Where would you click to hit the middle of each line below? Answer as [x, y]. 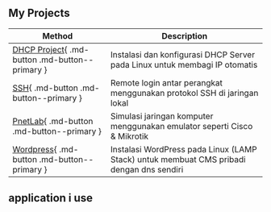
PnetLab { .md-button [53, 121]
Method [58, 35]
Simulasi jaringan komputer [162, 116]
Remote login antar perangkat [167, 82]
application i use [51, 198]
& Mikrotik [129, 136]
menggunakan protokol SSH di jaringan [184, 93]
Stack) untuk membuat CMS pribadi [178, 159]
